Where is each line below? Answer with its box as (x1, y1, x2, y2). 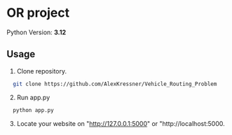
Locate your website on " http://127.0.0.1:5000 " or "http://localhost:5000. (16, 119, 225, 127)
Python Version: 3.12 (6, 28, 67, 36)
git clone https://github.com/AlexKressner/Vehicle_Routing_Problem (13, 80, 217, 87)
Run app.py (16, 93, 50, 101)
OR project (6, 5, 70, 21)
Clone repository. (16, 66, 67, 75)
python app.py (13, 106, 54, 113)
